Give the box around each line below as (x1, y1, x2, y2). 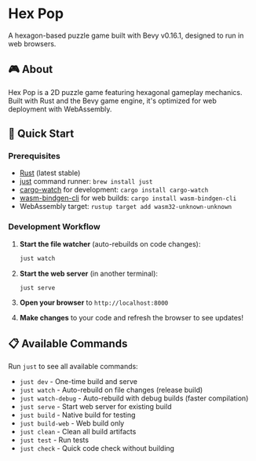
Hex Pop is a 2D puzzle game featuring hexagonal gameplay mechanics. (8, 87, 243, 97)
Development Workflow (8, 221, 101, 232)
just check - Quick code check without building (19, 444, 175, 453)
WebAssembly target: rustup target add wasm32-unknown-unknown (19, 202, 232, 211)
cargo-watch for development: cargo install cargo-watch (19, 185, 209, 195)
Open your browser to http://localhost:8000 (19, 298, 169, 307)
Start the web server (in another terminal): (19, 269, 159, 278)
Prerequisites (8, 151, 60, 162)
